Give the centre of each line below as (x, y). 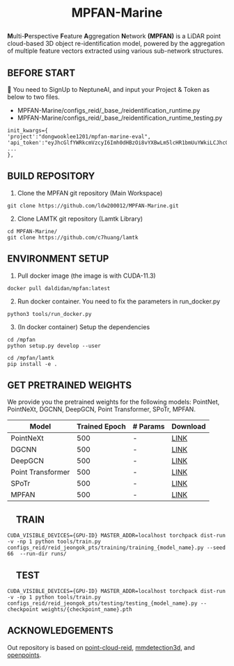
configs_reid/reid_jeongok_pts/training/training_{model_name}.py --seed (117, 548)
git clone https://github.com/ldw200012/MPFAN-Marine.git (93, 206)
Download (189, 427)
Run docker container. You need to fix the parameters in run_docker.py (119, 301)
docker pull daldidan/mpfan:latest (59, 288)
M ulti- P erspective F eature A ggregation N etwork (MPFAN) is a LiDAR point (114, 36)
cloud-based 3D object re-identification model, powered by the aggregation (116, 44)
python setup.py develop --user (54, 346)
